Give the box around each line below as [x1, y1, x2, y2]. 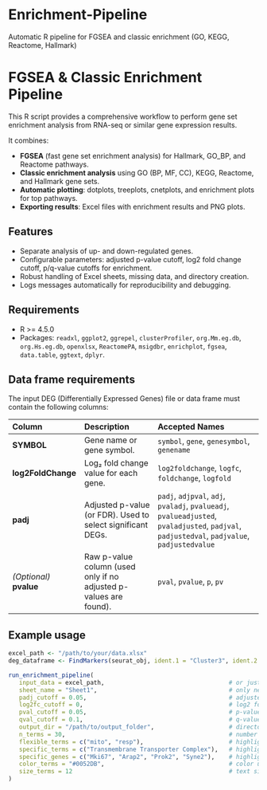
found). [83, 601, 112, 612]
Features [8, 225, 53, 238]
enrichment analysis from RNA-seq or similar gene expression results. [8, 120, 238, 129]
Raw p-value [83, 552, 133, 563]
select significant [83, 520, 149, 531]
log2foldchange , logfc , [157, 462, 242, 474]
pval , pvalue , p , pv [157, 576, 224, 588]
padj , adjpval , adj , [157, 490, 226, 501]
